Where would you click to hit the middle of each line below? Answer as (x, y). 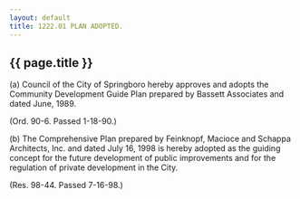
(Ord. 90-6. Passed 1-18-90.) (63, 121)
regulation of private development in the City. (94, 167)
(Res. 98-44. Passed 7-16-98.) (67, 185)
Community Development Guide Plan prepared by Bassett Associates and (147, 94)
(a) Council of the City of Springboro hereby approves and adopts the (139, 85)
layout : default (40, 18)
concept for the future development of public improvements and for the (143, 158)
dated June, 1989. (43, 104)
